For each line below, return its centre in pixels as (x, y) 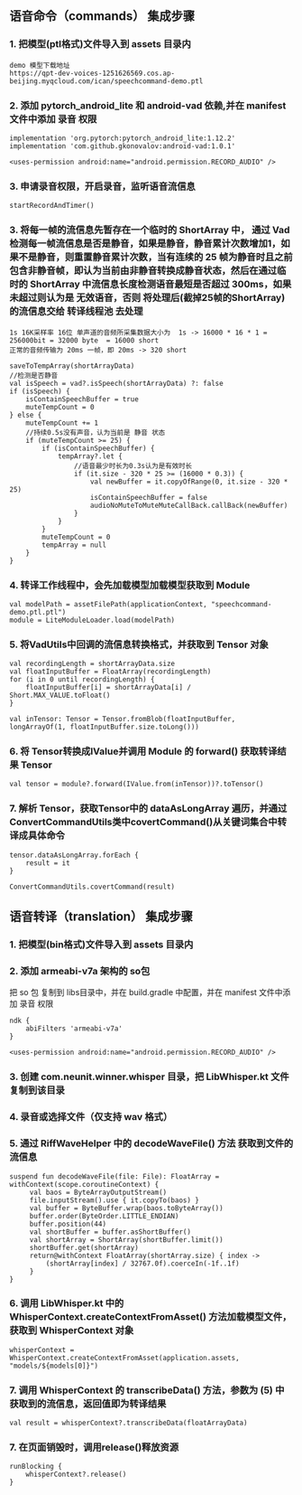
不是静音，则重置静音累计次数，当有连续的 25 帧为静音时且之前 (156, 258)
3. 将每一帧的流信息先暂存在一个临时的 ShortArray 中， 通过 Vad (150, 230)
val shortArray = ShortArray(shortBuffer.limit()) (126, 1240)
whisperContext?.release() (76, 1475)
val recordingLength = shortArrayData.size (92, 664)
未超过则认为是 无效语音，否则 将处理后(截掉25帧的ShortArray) (147, 298)
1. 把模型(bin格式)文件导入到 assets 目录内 (101, 945)
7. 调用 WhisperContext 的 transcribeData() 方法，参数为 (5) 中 (147, 1390)
